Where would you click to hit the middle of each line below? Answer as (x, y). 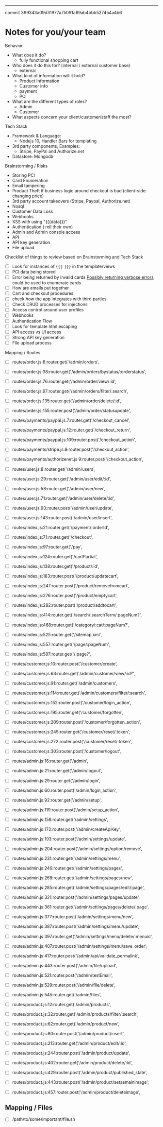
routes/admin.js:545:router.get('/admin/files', (57, 994)
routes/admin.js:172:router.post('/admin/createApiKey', (66, 829)
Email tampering (28, 186)
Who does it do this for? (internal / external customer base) (71, 65)
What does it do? (29, 55)
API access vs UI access (37, 332)
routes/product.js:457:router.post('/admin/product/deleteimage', (76, 1092)
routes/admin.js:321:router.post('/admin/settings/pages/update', (76, 897)
